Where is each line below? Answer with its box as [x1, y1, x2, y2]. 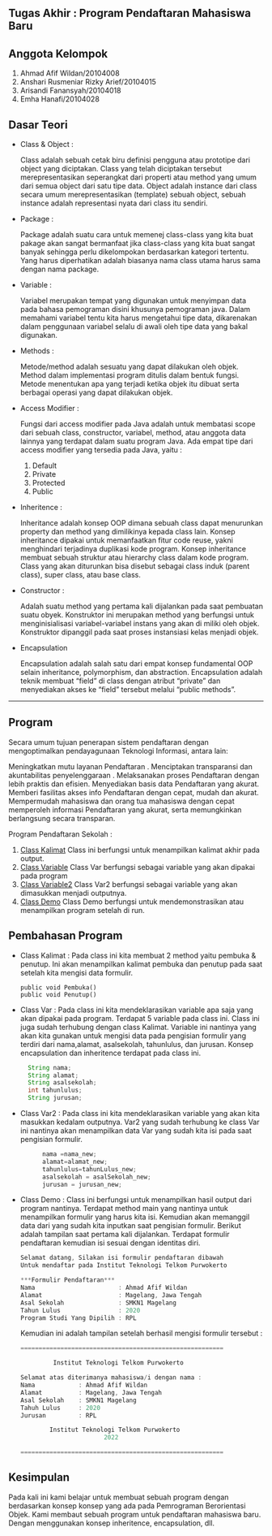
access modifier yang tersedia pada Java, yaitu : [19, 445, 182, 455]
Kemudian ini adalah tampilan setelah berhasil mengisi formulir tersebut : [19, 1328, 263, 1339]
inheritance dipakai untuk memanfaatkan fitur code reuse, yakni [19, 535, 233, 545]
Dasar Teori [8, 118, 68, 132]
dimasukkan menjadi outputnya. [19, 888, 127, 898]
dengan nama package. [19, 264, 100, 275]
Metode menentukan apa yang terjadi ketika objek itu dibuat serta [19, 379, 240, 389]
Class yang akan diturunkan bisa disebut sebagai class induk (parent [19, 561, 250, 571]
